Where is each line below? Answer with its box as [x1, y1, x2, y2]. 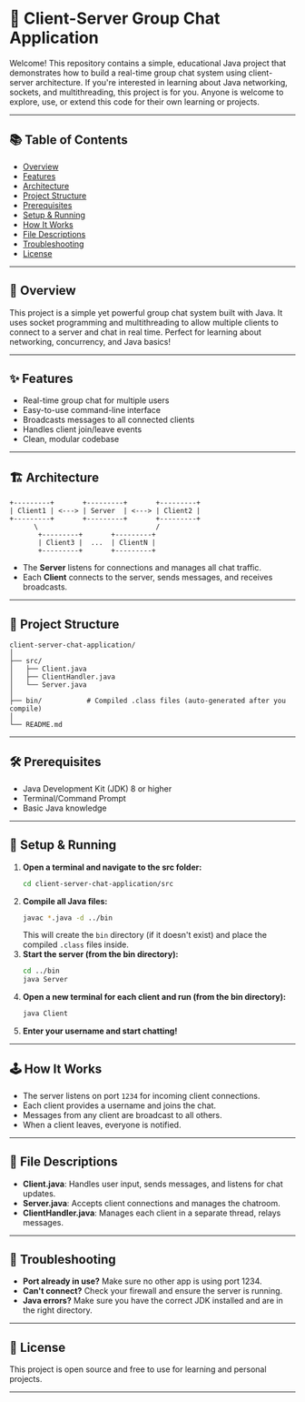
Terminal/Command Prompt [22, 792, 127, 803]
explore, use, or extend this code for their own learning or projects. [9, 96, 261, 107]
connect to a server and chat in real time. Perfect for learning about [9, 327, 261, 338]
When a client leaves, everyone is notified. [22, 1119, 182, 1130]
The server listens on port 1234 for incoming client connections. [22, 1090, 261, 1101]
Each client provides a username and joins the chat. [22, 1100, 216, 1111]
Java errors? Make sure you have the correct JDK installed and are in [22, 1296, 283, 1306]
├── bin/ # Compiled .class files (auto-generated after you [9, 696, 286, 705]
